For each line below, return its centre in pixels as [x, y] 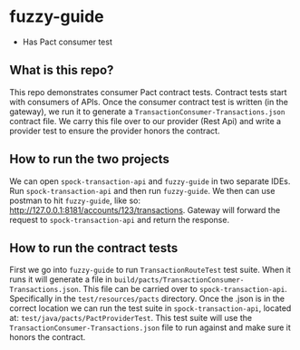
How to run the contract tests [94, 248]
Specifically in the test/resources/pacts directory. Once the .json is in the [147, 299]
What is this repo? [62, 70]
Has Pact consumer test [68, 42]
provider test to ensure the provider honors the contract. [115, 131]
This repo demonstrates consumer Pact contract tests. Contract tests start [148, 92]
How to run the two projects [89, 159]
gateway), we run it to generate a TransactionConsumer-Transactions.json [147, 112]
